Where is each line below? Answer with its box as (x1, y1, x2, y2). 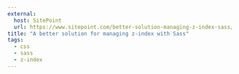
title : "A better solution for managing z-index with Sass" (7, 30, 190, 37)
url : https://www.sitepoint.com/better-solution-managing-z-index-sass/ (14, 23, 234, 30)
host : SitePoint (14, 17, 62, 24)
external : (7, 10, 37, 18)
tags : (7, 37, 23, 44)
